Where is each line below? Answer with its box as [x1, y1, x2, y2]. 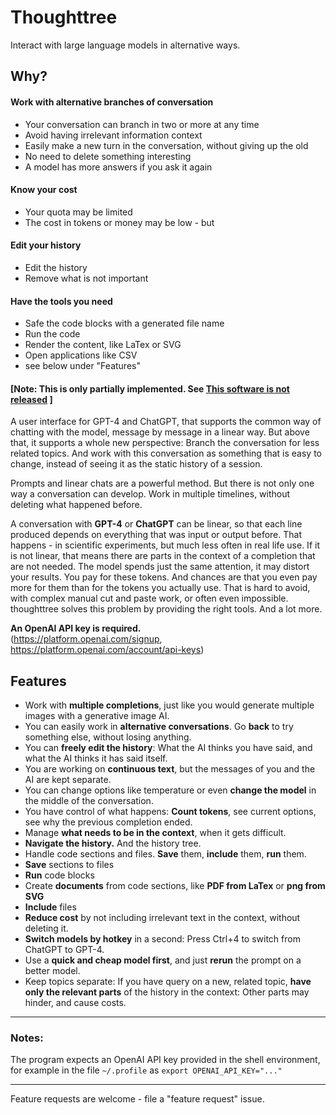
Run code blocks [24, 869, 95, 881]
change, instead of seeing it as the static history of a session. [10, 458, 263, 470]
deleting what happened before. [10, 499, 143, 511]
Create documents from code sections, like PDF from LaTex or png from [24, 880, 326, 892]
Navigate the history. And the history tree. [24, 837, 202, 850]
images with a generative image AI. [24, 710, 170, 722]
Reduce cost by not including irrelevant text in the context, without [24, 912, 301, 924]
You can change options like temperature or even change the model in [24, 784, 317, 796]
